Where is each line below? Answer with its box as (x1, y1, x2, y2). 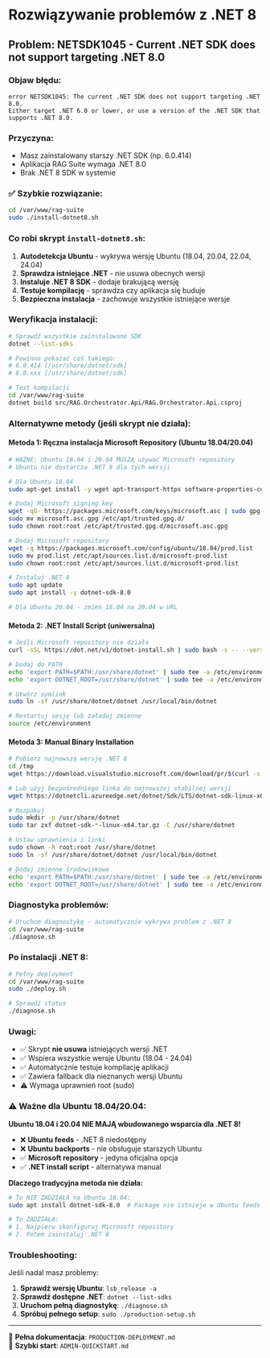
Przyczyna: (8, 132, 54, 143)
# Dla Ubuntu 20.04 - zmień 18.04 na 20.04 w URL (8, 603, 178, 611)
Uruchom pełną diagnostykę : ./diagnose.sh (19, 1301, 169, 1310)
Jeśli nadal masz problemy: (8, 1268, 99, 1277)
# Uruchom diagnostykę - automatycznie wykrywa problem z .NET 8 (8, 917, 231, 925)
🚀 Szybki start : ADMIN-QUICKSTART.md (8, 1341, 129, 1351)
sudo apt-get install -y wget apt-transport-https (8, 485, 182, 493)
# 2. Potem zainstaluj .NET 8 (8, 1231, 110, 1239)
